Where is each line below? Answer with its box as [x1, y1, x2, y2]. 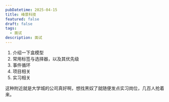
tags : [5, 26, 17, 31]
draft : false [5, 21, 33, 26]
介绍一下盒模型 [12, 49, 44, 55]
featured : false [5, 16, 39, 21]
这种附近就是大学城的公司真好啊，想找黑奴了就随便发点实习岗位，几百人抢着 [5, 85, 164, 91]
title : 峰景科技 [5, 12, 36, 17]
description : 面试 [5, 35, 42, 40]
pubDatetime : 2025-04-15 [5, 7, 58, 12]
